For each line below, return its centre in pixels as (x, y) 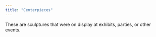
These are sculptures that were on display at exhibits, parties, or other (78, 24)
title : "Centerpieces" (29, 10)
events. (13, 30)
